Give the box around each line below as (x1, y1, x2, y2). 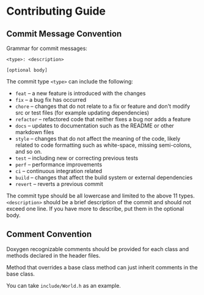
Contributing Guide (6, 4, 106, 18)
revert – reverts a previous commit (15, 180, 104, 187)
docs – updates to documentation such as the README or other (15, 122, 174, 129)
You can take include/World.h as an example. (6, 282, 121, 289)
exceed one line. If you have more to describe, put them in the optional (6, 205, 184, 212)
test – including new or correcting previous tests (15, 154, 139, 162)
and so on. (15, 148, 42, 155)
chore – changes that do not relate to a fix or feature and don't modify (15, 102, 191, 110)
